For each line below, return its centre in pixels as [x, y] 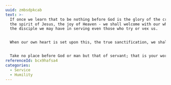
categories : [18, 65]
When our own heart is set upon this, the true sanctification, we [83, 42]
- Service [20, 70]
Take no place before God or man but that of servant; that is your [84, 56]
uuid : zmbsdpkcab [24, 10]
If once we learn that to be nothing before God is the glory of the [85, 19]
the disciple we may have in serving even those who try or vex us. [84, 29]
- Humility [21, 75]
